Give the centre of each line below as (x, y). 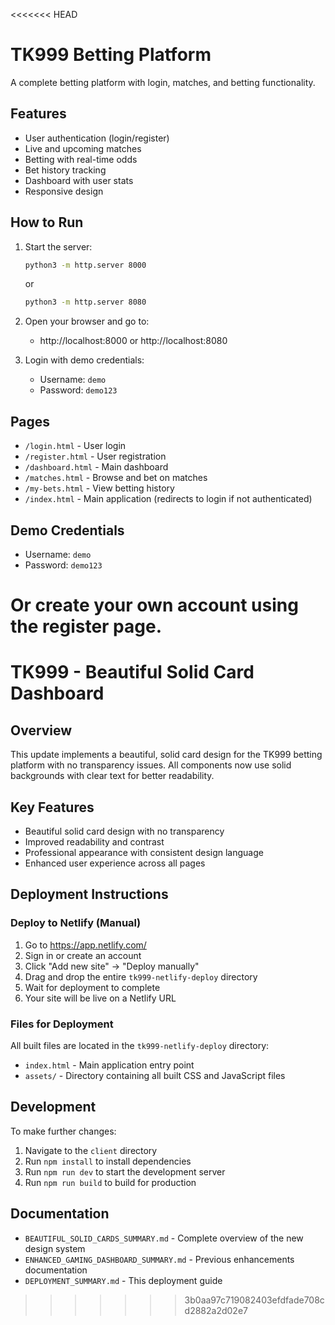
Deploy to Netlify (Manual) (76, 923)
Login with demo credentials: (84, 360)
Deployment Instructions (89, 894)
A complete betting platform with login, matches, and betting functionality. (163, 82)
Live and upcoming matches (83, 148)
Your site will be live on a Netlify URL (100, 998)
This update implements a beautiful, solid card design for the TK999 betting (166, 755)
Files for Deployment (62, 1024)
